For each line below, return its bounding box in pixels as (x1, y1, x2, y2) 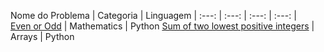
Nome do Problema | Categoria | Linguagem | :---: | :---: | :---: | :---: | (10, 10, 297, 21)
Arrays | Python (10, 31, 75, 42)
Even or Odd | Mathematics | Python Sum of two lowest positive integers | (10, 20, 315, 32)
